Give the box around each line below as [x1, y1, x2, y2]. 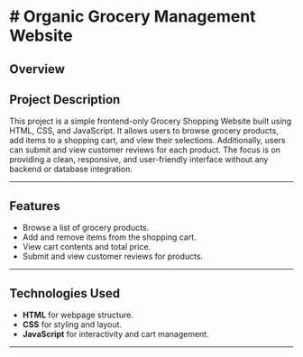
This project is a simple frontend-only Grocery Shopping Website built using [9, 115, 292, 127]
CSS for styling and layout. [22, 319, 123, 330]
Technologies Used [9, 286, 120, 301]
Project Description [9, 92, 121, 107]
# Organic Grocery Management [9, 6, 256, 27]
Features [9, 198, 60, 214]
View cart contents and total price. [22, 242, 151, 252]
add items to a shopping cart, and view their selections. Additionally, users [9, 135, 286, 146]
